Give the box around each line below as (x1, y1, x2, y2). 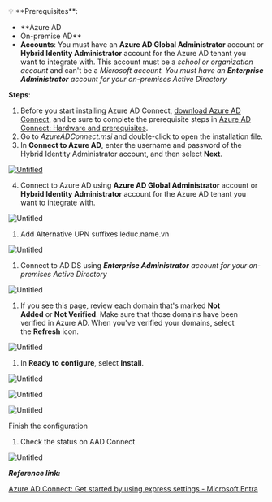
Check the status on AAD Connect (19, 437, 136, 446)
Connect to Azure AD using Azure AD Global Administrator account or (19, 180, 258, 190)
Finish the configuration (8, 421, 88, 431)
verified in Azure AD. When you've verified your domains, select (19, 318, 235, 327)
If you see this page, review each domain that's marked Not (19, 301, 221, 310)
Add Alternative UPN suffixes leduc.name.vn (19, 229, 170, 239)
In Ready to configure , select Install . (19, 358, 145, 367)
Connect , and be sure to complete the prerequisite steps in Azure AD (19, 115, 252, 123)
